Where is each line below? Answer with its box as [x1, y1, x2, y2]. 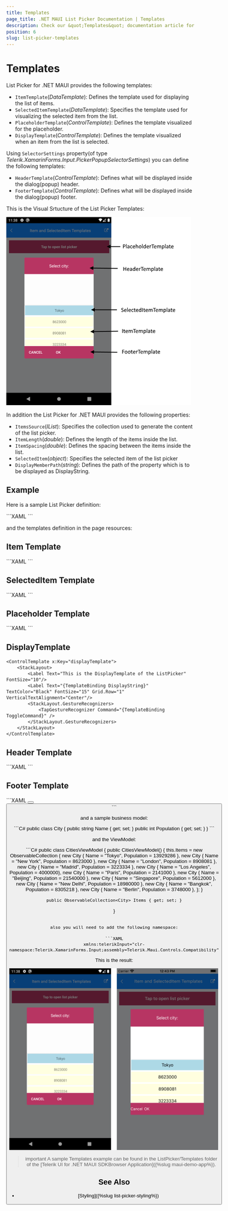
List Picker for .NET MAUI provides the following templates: [6, 82, 153, 89]
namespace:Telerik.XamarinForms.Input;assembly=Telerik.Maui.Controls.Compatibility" [9, 947, 220, 953]
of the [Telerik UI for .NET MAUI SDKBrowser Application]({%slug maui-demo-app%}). [26, 1161, 217, 1168]
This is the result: [95, 957, 133, 964]
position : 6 [6, 29, 36, 35]
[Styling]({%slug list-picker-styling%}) [77, 1192, 159, 1199]
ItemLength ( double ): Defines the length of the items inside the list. [14, 436, 178, 443]
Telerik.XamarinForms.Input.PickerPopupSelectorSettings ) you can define [6, 156, 189, 164]
